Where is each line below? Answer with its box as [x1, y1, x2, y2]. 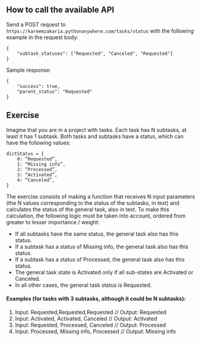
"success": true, [17, 83, 61, 89]
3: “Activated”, [17, 172, 58, 178]
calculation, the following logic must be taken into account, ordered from [6, 212, 186, 219]
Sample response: [6, 66, 51, 74]
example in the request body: [6, 33, 79, 41]
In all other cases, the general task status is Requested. [14, 281, 152, 289]
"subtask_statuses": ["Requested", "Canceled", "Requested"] [17, 51, 173, 57]
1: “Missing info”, [17, 161, 66, 167]
